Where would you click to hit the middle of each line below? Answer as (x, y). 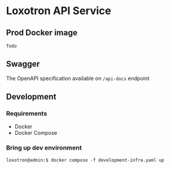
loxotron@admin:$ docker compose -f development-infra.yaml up (85, 160)
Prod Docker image (42, 33)
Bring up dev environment (44, 148)
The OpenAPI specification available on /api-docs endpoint (78, 78)
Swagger (23, 64)
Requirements (27, 114)
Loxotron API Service (59, 11)
